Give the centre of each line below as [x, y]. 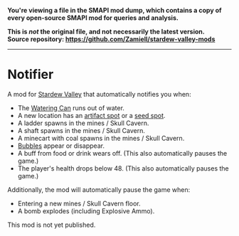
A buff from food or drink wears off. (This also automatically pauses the [122, 153]
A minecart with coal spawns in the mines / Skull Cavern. [101, 138]
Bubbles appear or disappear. [61, 146]
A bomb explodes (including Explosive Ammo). [86, 211]
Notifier [31, 75]
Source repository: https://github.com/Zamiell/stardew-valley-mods [111, 39]
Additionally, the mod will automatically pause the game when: [99, 189]
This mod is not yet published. [52, 225]
